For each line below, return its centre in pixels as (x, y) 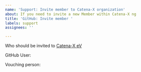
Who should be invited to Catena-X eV (43, 46)
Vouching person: (23, 65)
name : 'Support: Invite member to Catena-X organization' (65, 9)
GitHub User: (18, 55)
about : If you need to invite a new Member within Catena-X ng (71, 14)
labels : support (21, 23)
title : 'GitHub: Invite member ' (39, 18)
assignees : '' (20, 28)
